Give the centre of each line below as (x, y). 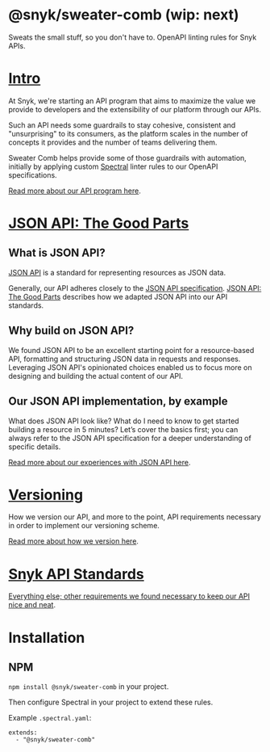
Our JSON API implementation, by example (118, 401)
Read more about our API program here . (75, 191)
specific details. (35, 447)
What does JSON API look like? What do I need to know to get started (124, 421)
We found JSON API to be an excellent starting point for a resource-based (131, 350)
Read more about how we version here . (74, 541)
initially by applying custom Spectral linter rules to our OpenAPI (113, 166)
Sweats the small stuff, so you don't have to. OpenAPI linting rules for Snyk (133, 37)
